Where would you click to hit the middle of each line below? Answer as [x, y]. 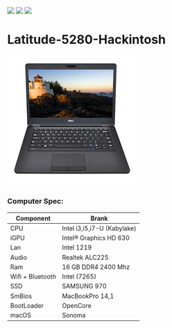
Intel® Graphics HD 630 [96, 238]
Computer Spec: [35, 201]
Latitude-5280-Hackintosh [87, 40]
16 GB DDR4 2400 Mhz [96, 267]
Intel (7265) [79, 277]
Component [33, 218]
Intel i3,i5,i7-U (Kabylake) [99, 228]
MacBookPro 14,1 [88, 296]
